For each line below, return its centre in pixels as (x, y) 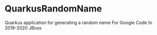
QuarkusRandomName (53, 9)
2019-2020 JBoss (23, 27)
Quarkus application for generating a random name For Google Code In (78, 22)
